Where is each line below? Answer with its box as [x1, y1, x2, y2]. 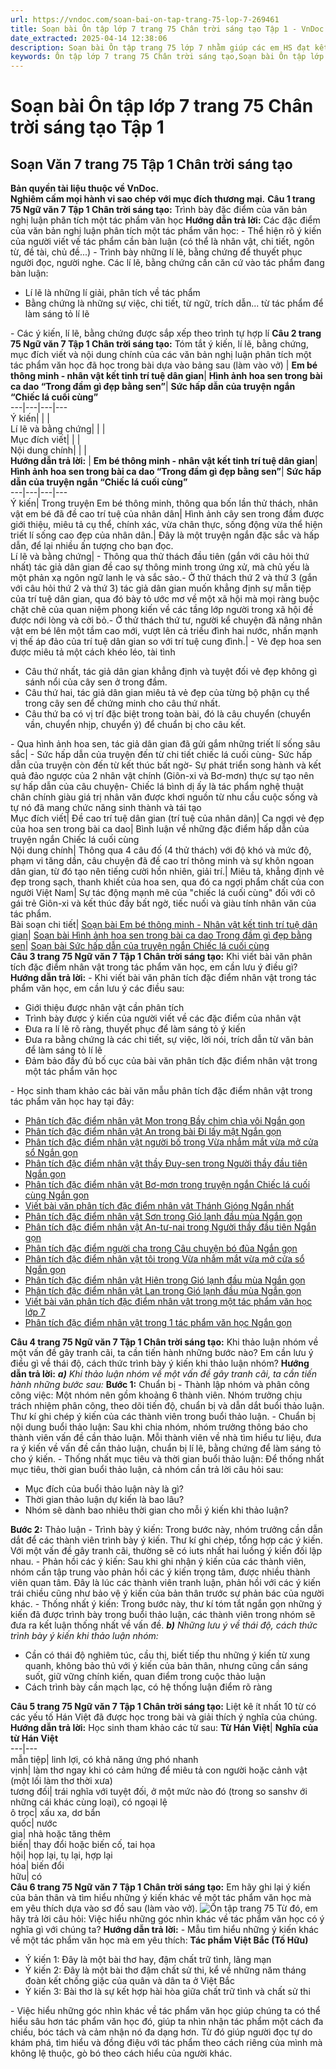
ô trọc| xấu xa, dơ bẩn [10, 1807, 101, 1819]
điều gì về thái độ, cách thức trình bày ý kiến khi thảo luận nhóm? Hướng [10, 1357, 310, 1370]
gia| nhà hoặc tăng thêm [10, 1828, 111, 1840]
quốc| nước [10, 1817, 58, 1830]
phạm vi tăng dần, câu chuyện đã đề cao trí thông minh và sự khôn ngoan [10, 855, 315, 867]
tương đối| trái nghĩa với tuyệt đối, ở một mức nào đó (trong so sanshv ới [10, 1786, 308, 1798]
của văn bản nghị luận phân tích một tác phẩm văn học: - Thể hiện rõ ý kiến [10, 225, 322, 237]
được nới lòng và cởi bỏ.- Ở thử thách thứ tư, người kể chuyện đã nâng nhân [10, 614, 323, 626]
